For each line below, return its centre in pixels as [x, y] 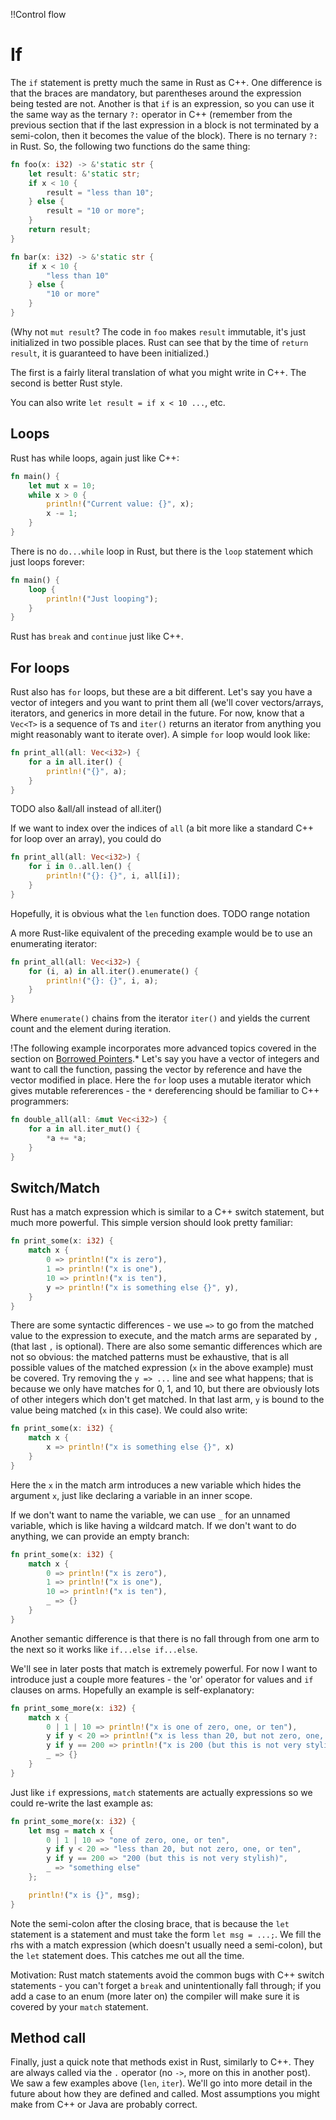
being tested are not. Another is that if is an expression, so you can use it [162, 103]
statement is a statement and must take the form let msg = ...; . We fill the [166, 1934]
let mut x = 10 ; [62, 485]
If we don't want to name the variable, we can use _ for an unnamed [150, 1515]
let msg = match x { [71, 1830]
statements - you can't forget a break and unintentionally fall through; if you [166, 1985]
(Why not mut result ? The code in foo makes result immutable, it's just [158, 331]
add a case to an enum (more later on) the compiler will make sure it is [155, 1996]
